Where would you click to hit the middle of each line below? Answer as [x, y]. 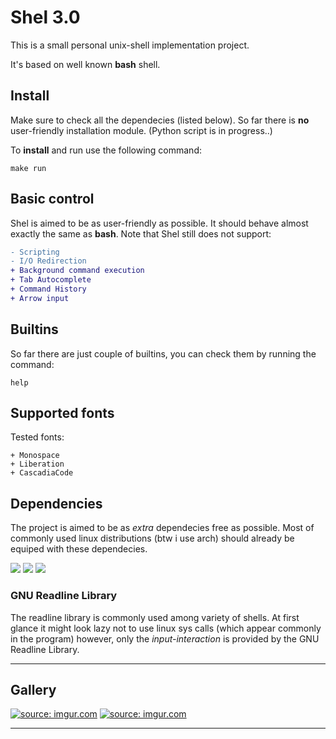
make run [28, 168]
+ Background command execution [77, 271]
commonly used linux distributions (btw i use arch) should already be [152, 538]
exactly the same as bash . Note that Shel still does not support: [141, 233]
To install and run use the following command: [106, 150]
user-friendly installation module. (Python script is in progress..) [141, 130]
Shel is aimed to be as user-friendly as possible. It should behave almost [159, 223]
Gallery [33, 689]
